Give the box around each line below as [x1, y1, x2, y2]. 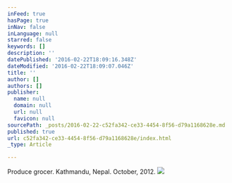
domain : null [13, 102, 52, 109]
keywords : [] [7, 43, 46, 50]
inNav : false [7, 23, 46, 30]
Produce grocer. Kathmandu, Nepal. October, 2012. [7, 168, 157, 176]
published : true [7, 128, 55, 135]
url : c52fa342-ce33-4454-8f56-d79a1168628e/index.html [7, 134, 172, 141]
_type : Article [7, 141, 52, 149]
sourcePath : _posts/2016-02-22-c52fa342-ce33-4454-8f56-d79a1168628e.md [7, 121, 226, 129]
